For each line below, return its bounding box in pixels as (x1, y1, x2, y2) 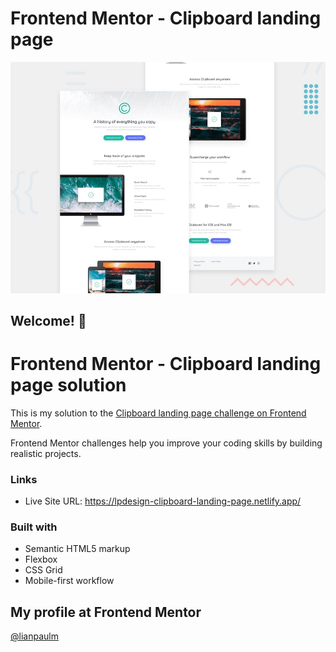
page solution (10, 374, 127, 397)
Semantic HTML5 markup (24, 543, 131, 555)
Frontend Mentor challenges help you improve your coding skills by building (10, 437, 323, 449)
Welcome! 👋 (10, 312, 87, 329)
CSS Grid (24, 564, 63, 576)
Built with (10, 520, 58, 534)
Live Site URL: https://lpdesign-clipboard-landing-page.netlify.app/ (24, 495, 302, 507)
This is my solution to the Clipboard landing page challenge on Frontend (10, 407, 307, 419)
